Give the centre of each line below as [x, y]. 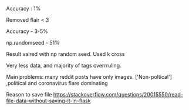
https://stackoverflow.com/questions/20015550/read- [118, 94]
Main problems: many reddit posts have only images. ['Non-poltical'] [89, 77]
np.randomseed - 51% [33, 43]
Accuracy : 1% [23, 9]
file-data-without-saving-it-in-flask [48, 101]
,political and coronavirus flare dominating [57, 83]
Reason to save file [29, 94]
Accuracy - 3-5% [27, 31]
